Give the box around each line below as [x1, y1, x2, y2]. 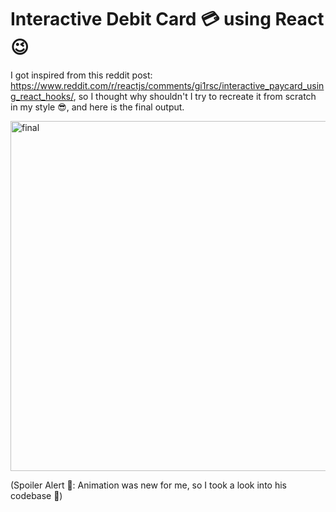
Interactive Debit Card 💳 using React [10, 8, 325, 31]
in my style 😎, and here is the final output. [10, 101, 185, 113]
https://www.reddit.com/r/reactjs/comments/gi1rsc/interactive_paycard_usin [10, 79, 325, 91]
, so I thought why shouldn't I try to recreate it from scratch [73, 90, 317, 102]
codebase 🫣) [10, 489, 63, 501]
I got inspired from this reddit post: [10, 69, 153, 81]
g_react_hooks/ [10, 90, 74, 102]
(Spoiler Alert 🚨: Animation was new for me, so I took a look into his [10, 479, 287, 491]
